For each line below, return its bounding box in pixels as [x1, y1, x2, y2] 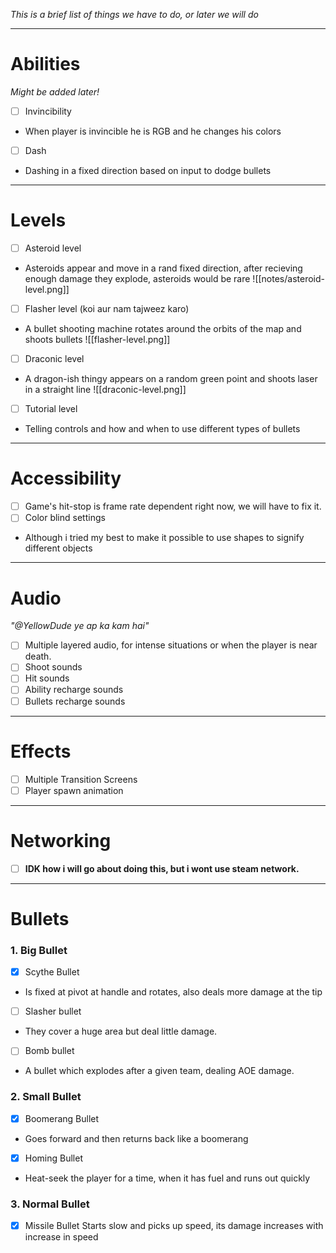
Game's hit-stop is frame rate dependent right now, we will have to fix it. [24, 500, 322, 513]
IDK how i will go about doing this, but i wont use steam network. [24, 862, 300, 874]
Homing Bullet [24, 1152, 83, 1164]
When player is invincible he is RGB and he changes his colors [24, 125, 282, 137]
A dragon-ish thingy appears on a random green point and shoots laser [24, 373, 318, 385]
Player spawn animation [24, 784, 124, 796]
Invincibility [24, 105, 72, 117]
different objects [24, 542, 93, 554]
